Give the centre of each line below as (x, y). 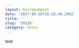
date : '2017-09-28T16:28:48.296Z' (40, 14)
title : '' (15, 18)
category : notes (22, 28)
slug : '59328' (20, 23)
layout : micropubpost (27, 9)
